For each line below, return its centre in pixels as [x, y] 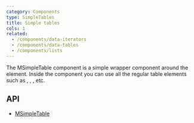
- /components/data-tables [45, 45]
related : [17, 34]
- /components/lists [37, 51]
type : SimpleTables [30, 17]
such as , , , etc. [26, 80]
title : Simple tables [33, 23]
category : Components [33, 12]
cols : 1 [16, 28]
